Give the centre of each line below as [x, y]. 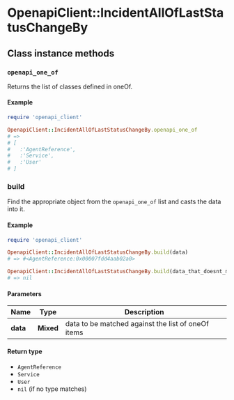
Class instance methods [61, 53]
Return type [25, 351]
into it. [16, 209]
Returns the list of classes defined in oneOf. [70, 86]
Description [144, 312]
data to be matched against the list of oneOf [137, 324]
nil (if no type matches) [52, 389]
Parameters [24, 293]
